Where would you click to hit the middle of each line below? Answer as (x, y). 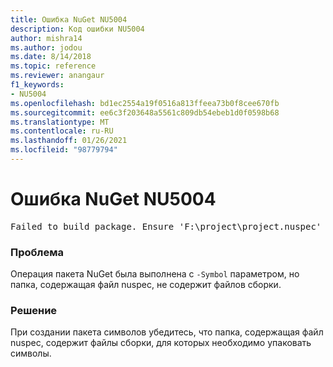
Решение (34, 311)
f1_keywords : (37, 85)
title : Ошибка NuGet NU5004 (69, 19)
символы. (31, 353)
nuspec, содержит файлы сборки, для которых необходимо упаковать (161, 343)
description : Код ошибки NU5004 (77, 29)
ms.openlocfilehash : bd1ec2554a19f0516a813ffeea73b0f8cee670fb (145, 103)
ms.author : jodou (46, 47)
